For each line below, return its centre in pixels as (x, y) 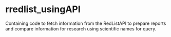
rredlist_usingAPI (43, 9)
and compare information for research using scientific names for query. (81, 28)
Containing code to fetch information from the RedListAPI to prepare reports (86, 23)
